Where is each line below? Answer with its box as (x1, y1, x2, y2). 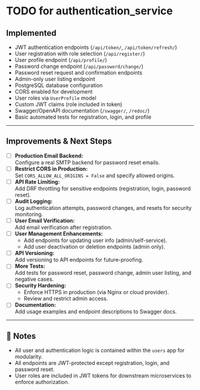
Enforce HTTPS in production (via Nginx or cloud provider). (23, 289, 169, 296)
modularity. (14, 353, 43, 360)
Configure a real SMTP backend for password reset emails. (14, 159, 160, 166)
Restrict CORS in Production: (14, 165, 88, 172)
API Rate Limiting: (14, 178, 60, 185)
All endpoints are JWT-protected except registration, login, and (14, 360, 170, 367)
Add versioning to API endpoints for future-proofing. (14, 256, 143, 264)
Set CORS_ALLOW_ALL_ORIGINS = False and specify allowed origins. (14, 172, 175, 179)
